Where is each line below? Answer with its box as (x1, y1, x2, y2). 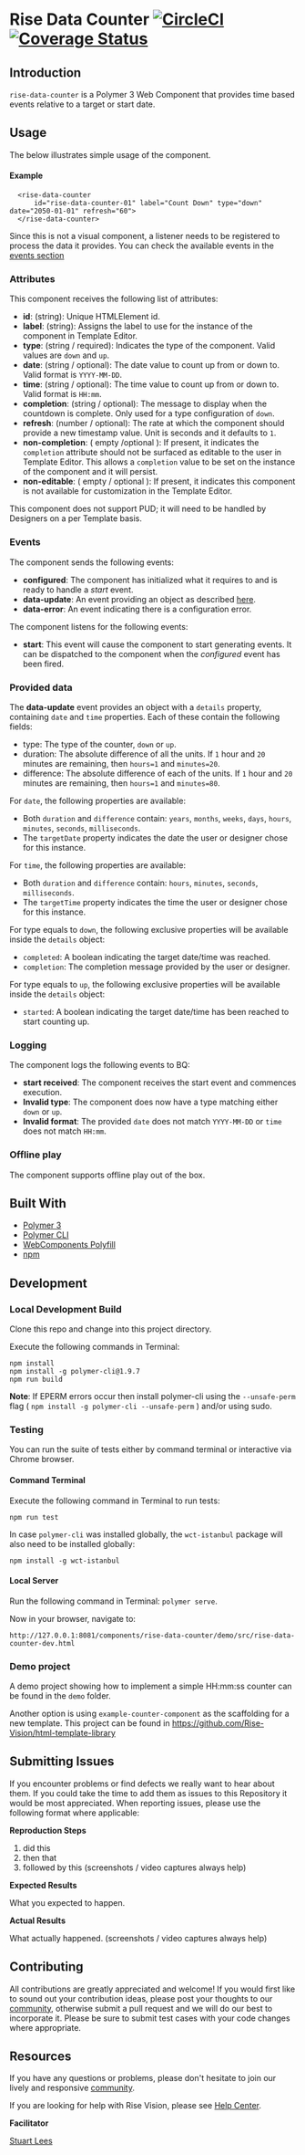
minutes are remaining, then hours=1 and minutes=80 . (22, 777, 220, 789)
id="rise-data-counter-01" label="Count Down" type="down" (33, 199, 262, 208)
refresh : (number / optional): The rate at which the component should (22, 418, 285, 429)
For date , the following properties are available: (9, 795, 187, 806)
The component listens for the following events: (9, 621, 188, 632)
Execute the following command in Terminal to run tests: (9, 1495, 220, 1506)
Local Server (9, 1575, 59, 1586)
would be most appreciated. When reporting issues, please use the (9, 1797, 261, 1808)
